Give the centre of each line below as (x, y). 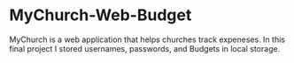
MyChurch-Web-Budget (101, 15)
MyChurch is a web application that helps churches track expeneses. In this (147, 39)
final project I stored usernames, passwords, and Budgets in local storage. (145, 48)
